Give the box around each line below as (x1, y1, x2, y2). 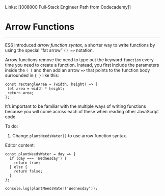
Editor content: (5, 142, 35, 148)
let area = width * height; (7, 86, 65, 91)
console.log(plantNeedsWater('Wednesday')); (5, 186, 98, 191)
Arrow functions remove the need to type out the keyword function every (5, 56, 154, 63)
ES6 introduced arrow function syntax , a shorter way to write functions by (5, 42, 156, 48)
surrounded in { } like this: (5, 72, 59, 78)
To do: (5, 123, 18, 129)
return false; (14, 169, 43, 173)
